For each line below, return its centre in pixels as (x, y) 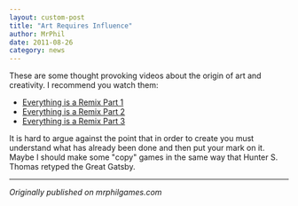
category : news (37, 51)
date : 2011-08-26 (41, 42)
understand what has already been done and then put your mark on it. (137, 148)
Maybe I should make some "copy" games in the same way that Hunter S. (144, 157)
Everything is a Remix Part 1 (73, 102)
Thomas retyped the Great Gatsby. (72, 167)
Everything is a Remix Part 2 (74, 112)
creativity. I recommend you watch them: (84, 85)
